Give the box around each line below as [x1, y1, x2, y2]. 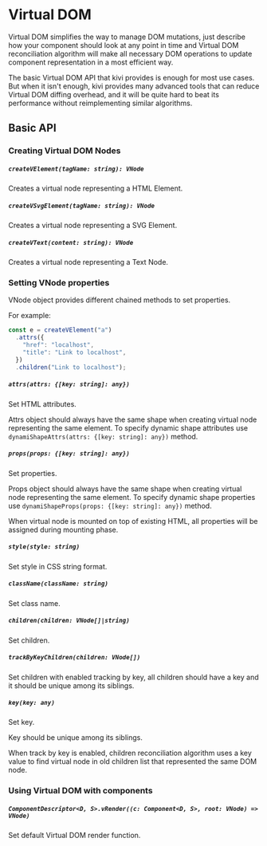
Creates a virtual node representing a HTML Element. [8, 183, 183, 193]
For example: [8, 311, 52, 321]
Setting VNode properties [8, 277, 110, 289]
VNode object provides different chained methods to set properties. [8, 295, 231, 305]
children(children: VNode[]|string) [8, 616, 130, 625]
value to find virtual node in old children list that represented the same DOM [8, 757, 257, 766]
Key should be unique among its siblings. [8, 733, 143, 742]
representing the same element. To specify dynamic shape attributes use [8, 423, 249, 432]
